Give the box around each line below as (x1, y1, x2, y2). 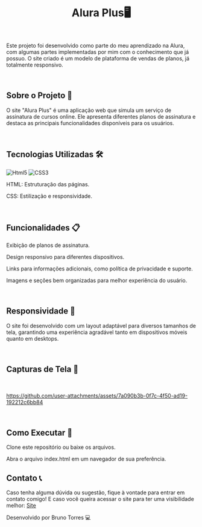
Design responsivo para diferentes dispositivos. (6, 254, 125, 261)
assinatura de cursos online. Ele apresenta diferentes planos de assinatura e (6, 113, 196, 120)
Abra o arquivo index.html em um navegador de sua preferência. (6, 456, 166, 463)
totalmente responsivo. (6, 61, 63, 68)
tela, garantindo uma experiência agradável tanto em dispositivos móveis (6, 329, 188, 336)
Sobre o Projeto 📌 (6, 90, 73, 101)
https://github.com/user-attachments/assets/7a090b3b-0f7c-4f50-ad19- (6, 392, 188, 399)
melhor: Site (6, 502, 36, 509)
